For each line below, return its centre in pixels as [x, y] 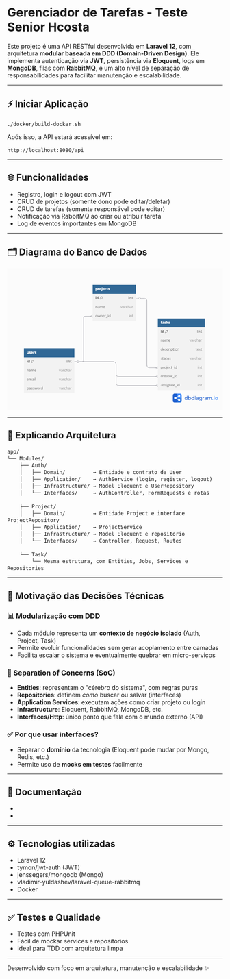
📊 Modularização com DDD [54, 616]
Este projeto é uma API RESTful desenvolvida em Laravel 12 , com [99, 46]
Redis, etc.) [33, 757]
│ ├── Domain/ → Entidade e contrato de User [101, 473]
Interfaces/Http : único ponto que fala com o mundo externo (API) [110, 717]
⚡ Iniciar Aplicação [48, 104]
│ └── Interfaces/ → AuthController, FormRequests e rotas [115, 493]
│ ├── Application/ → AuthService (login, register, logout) [116, 480]
